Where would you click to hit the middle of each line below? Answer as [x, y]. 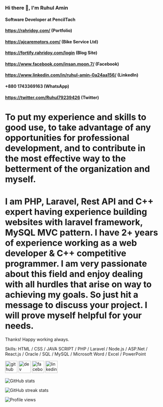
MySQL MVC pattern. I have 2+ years [82, 233]
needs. [20, 326]
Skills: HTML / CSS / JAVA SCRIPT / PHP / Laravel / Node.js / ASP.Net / [76, 349]
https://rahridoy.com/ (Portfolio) [39, 31]
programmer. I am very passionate [76, 264]
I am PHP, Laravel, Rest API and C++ [79, 202]
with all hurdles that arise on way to [79, 284]
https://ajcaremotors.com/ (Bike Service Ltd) [52, 41]
